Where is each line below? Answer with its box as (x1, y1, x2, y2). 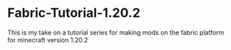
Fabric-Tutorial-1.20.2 (7, 5, 140, 21)
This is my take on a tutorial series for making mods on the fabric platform (7, 28, 225, 37)
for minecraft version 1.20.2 (7, 35, 88, 44)
